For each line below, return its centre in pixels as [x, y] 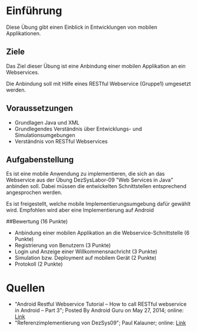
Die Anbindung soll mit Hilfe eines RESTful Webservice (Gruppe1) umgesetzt [98, 83]
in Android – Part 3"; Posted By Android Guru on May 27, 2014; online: [99, 310]
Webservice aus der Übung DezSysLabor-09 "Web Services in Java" [90, 180]
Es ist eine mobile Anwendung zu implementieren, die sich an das [86, 174]
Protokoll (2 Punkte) [39, 264]
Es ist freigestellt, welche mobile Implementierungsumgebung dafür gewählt [98, 204]
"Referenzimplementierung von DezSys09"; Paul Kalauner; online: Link [100, 323]
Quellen [26, 288]
